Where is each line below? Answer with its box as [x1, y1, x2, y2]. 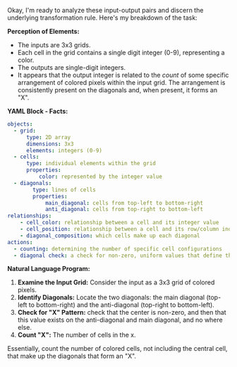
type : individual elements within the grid [25, 160, 157, 167]
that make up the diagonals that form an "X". [7, 352, 136, 361]
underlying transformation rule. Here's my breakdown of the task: [7, 13, 197, 22]
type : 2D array [25, 133, 71, 140]
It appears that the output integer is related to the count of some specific [17, 71, 229, 79]
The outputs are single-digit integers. [17, 64, 126, 71]
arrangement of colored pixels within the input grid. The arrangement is [17, 78, 226, 87]
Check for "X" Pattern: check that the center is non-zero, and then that [17, 308, 227, 317]
